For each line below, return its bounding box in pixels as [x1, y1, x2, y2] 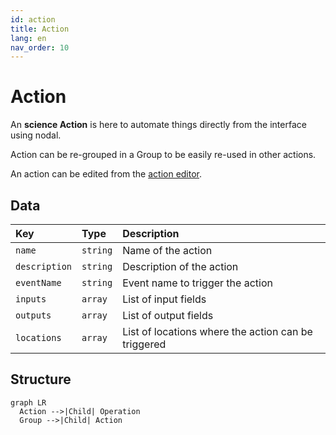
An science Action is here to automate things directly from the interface [10, 119, 307, 131]
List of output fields [122, 309, 214, 322]
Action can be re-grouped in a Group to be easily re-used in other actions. [10, 149, 317, 161]
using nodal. [10, 129, 62, 141]
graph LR [10, 397, 47, 408]
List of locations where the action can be [122, 325, 313, 338]
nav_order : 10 [10, 42, 70, 53]
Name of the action [122, 244, 213, 257]
